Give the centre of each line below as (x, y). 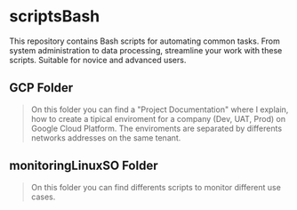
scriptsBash (55, 16)
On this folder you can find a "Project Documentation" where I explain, (160, 109)
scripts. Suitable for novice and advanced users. (98, 60)
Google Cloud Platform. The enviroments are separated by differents (157, 128)
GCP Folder (41, 88)
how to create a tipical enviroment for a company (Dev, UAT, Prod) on (158, 118)
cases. (43, 197)
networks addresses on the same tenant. (106, 137)
